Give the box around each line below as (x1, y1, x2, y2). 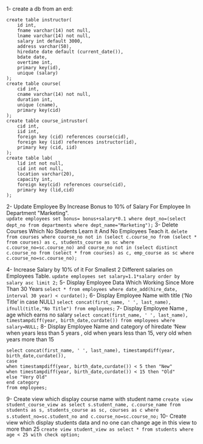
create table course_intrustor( (6, 118, 88, 124)
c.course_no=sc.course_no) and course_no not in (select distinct (6, 245, 178, 251)
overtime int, (17, 60, 53, 66)
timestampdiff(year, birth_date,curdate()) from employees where (6, 318, 175, 324)
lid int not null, (17, 160, 64, 166)
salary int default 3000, (17, 38, 83, 44)
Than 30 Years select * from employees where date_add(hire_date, (6, 285, 178, 292)
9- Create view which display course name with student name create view (6, 395, 193, 403)
